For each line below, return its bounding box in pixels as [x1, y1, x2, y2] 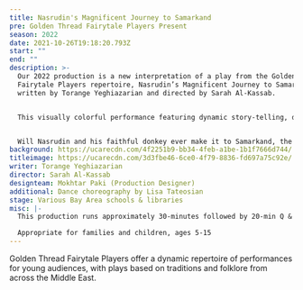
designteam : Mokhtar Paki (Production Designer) [9, 178, 196, 187]
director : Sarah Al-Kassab [9, 170, 111, 179]
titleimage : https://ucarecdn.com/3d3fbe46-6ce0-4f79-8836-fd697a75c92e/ [9, 154, 293, 163]
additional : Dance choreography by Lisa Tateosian [9, 186, 204, 196]
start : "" [9, 47, 47, 56]
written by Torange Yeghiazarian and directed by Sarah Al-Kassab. [17, 88, 277, 97]
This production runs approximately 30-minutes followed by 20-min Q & [17, 213, 293, 222]
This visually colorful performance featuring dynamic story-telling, [17, 113, 289, 122]
